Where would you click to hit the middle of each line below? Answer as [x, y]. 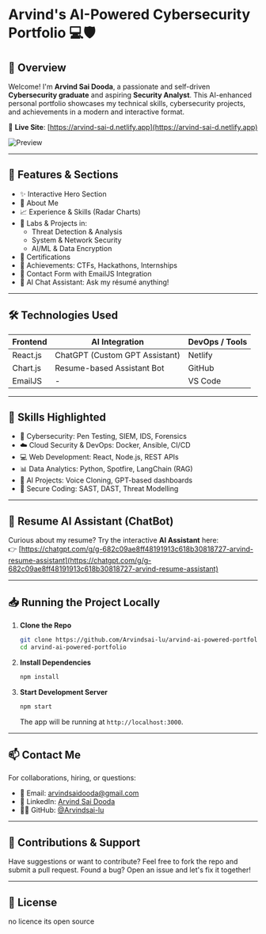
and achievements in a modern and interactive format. [96, 112]
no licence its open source [51, 921]
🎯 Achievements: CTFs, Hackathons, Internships [99, 265]
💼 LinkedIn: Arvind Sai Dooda [67, 802]
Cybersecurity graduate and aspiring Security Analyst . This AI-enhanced [130, 95]
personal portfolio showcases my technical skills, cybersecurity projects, [127, 103]
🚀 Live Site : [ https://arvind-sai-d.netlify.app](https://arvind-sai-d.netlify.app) [133, 127]
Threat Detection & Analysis [77, 231]
